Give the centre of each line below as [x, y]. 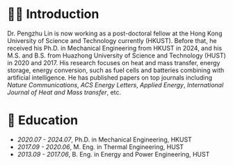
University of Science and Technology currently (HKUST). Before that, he [112, 40]
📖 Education [43, 120]
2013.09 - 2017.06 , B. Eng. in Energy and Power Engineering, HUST [113, 154]
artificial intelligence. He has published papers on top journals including [110, 77]
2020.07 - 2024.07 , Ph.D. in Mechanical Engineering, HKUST [105, 139]
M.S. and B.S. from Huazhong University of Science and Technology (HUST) [116, 55]
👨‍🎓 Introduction [53, 14]
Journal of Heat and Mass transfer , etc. [64, 92]
